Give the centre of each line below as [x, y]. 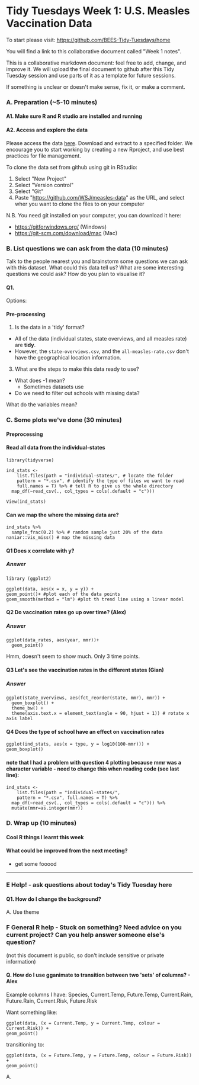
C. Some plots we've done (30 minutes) [64, 420]
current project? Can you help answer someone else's [85, 935]
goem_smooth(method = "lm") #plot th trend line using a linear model [95, 599]
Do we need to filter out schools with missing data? [77, 393]
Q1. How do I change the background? [54, 899]
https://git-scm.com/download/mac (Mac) [66, 233]
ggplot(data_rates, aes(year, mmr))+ [53, 640]
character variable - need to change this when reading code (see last [93, 769]
